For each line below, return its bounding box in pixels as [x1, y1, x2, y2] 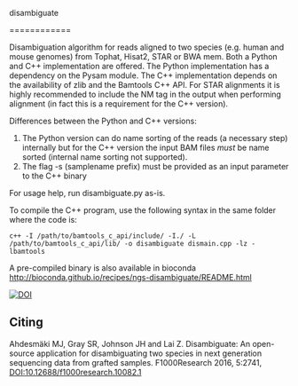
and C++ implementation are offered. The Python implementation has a [9, 61, 270, 71]
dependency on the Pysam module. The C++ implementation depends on [9, 70, 278, 81]
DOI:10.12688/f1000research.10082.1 [9, 366, 142, 377]
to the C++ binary [21, 170, 87, 181]
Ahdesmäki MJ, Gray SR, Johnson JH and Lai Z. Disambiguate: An [9, 338, 251, 349]
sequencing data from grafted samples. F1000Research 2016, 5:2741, [9, 357, 263, 367]
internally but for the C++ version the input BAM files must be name [21, 142, 270, 153]
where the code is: [9, 215, 77, 225]
